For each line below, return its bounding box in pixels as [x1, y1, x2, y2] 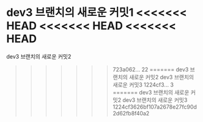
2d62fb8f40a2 [113, 109, 150, 117]
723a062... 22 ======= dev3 [113, 65, 189, 73]
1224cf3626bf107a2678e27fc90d [113, 103, 197, 110]
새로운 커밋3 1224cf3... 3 [113, 81, 174, 88]
